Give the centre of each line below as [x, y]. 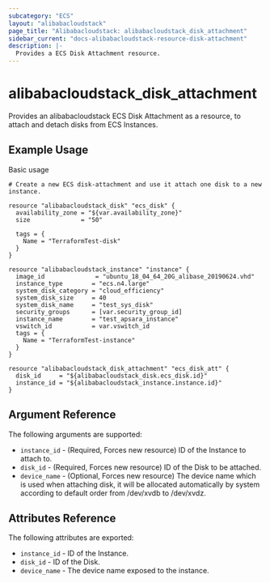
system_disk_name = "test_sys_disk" [84, 304]
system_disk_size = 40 [61, 298]
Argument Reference [62, 415]
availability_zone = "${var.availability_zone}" [99, 213]
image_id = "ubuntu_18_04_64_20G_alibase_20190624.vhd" [135, 276]
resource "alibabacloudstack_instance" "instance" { [99, 269]
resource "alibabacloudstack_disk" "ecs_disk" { [92, 206]
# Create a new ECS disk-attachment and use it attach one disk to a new [135, 184]
